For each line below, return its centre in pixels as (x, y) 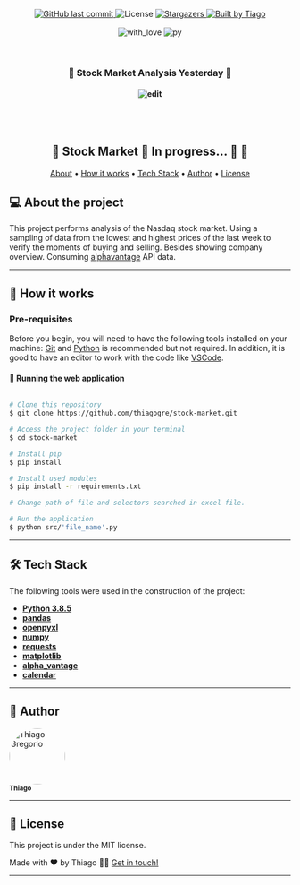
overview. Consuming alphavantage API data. (93, 257)
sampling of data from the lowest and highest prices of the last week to (140, 238)
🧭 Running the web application (67, 378)
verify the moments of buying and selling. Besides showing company (136, 247)
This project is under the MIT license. (78, 846)
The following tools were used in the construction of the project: (127, 590)
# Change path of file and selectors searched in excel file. (127, 503)
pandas (37, 617)
